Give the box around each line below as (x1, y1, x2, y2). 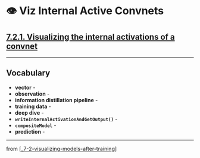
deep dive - (14, 109, 44, 116)
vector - (14, 84, 36, 91)
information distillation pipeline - (14, 96, 98, 103)
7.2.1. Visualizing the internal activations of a (6, 31, 175, 42)
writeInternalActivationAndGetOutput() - (14, 115, 118, 122)
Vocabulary (6, 68, 51, 78)
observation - (14, 90, 50, 97)
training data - (14, 103, 52, 110)
